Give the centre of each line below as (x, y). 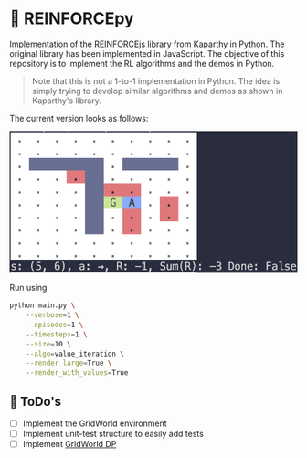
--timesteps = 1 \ (57, 334)
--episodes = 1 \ (55, 325)
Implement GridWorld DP (69, 444)
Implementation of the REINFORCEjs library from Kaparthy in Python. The (147, 44)
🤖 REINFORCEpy (72, 19)
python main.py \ (42, 305)
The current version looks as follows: (79, 118)
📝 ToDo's (36, 401)
